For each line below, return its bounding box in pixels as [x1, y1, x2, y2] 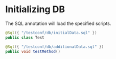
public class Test [5, 35, 44, 40]
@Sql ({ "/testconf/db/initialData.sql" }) [5, 30, 97, 35]
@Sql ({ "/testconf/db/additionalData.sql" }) [5, 44, 104, 49]
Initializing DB [5, 4, 65, 15]
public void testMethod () [5, 49, 60, 54]
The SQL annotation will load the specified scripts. [5, 20, 111, 26]
